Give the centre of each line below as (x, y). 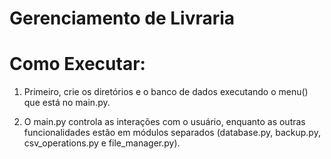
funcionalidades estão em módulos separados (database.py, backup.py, (172, 133)
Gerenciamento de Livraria (122, 18)
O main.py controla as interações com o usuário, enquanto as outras (164, 122)
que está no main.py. (67, 103)
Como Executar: (77, 64)
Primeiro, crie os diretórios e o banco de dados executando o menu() (166, 92)
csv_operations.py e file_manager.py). (102, 143)
